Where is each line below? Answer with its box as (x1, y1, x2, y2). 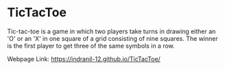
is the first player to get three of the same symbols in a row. (7, 41, 175, 50)
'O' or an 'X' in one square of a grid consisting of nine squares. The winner (7, 34, 218, 42)
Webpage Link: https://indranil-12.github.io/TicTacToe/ (7, 54, 161, 63)
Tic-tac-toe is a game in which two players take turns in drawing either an (7, 27, 216, 35)
